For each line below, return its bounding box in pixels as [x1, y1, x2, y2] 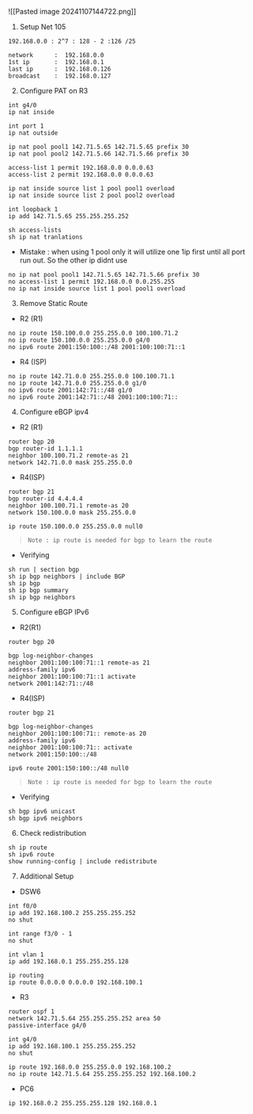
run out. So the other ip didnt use [19, 255, 128, 265]
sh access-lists [8, 226, 62, 234]
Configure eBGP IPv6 [19, 607, 89, 617]
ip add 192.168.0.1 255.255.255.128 [8, 958, 129, 966]
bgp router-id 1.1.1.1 [8, 445, 83, 453]
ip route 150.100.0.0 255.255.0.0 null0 [8, 523, 144, 530]
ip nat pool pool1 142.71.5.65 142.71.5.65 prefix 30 [8, 143, 190, 151]
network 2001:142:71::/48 [8, 680, 93, 687]
